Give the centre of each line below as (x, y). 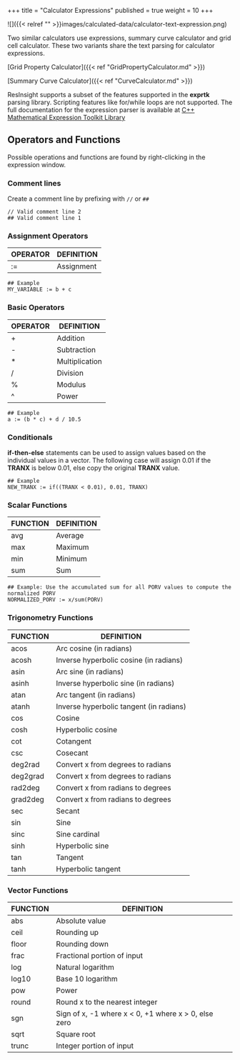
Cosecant (72, 753)
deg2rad (26, 764)
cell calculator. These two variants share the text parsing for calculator (111, 45)
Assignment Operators (48, 236)
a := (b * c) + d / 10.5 (44, 419)
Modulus (71, 384)
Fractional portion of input (100, 955)
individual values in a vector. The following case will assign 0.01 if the (109, 460)
